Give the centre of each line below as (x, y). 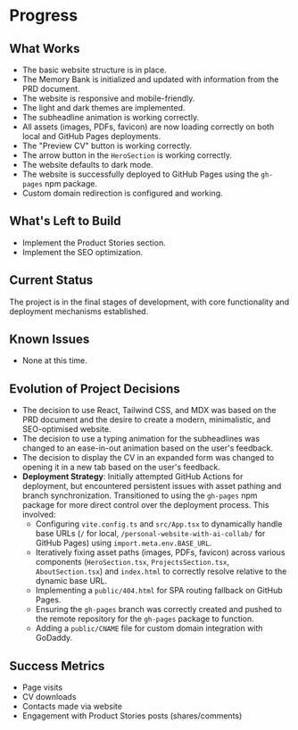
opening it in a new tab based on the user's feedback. (121, 467)
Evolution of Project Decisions (95, 389)
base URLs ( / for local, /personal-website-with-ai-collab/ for (150, 534)
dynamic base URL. (71, 581)
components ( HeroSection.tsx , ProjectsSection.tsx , (132, 562)
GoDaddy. (54, 638)
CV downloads (49, 697)
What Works (45, 49)
